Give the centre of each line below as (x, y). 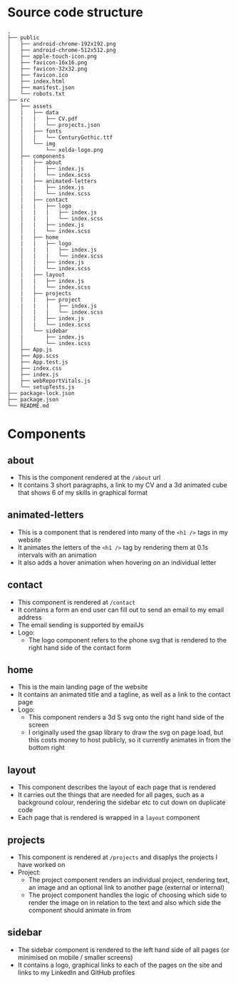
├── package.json (33, 399)
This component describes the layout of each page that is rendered (117, 787)
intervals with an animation (57, 555)
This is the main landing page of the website (83, 687)
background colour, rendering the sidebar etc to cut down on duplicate (121, 802)
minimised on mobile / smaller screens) (75, 957)
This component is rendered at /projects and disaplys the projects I (118, 857)
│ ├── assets (30, 106)
